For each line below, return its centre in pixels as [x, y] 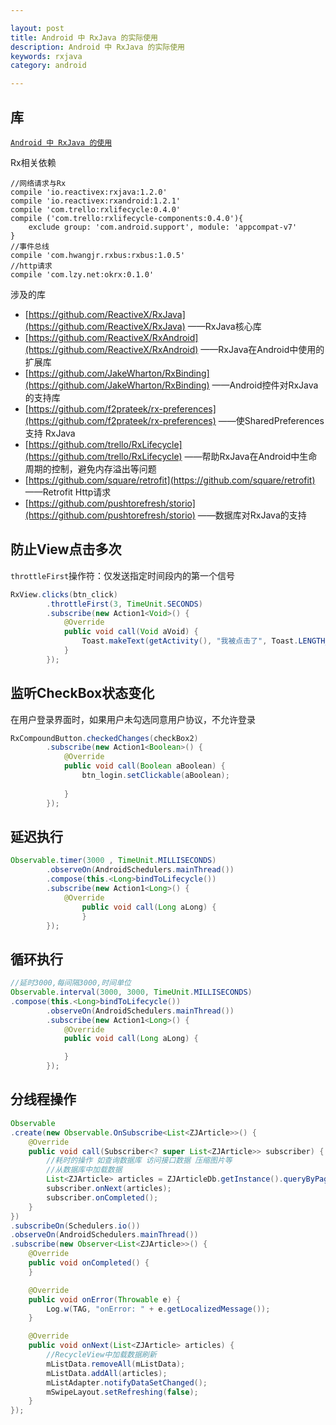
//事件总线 [30, 246]
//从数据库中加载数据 [84, 1170]
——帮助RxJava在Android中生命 [251, 456]
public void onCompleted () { [89, 1263]
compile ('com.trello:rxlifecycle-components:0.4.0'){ [127, 218]
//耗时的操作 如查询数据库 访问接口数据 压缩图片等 [139, 1161]
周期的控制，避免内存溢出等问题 [90, 468]
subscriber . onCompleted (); [102, 1197]
